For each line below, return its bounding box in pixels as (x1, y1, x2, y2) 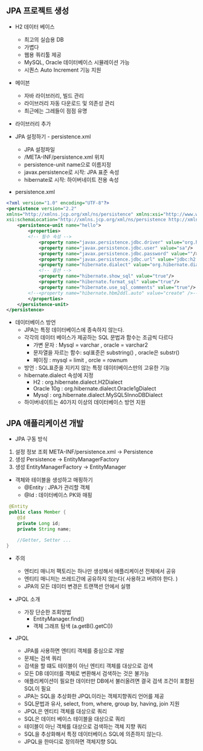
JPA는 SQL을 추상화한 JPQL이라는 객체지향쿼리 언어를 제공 (24, 693, 164, 700)
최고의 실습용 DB (24, 36, 65, 43)
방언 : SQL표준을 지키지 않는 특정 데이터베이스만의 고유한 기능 (24, 364, 170, 372)
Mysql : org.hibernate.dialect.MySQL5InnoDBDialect (33, 392, 163, 399)
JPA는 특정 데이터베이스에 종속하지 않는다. (24, 326, 124, 333)
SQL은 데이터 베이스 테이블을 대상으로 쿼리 (24, 715, 125, 723)
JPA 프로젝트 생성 (6, 5, 69, 16)
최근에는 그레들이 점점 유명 (24, 107, 88, 114)
